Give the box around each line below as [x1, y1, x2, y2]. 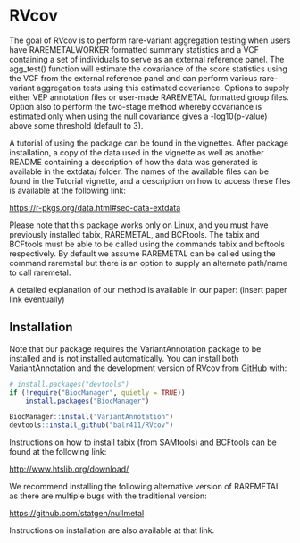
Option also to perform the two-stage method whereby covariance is [9, 101, 262, 112]
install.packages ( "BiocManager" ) [25, 397, 150, 405]
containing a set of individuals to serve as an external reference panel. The [9, 54, 285, 64]
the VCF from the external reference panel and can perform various [9, 72, 258, 83]
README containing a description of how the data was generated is [9, 156, 259, 167]
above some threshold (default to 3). [9, 120, 144, 130]
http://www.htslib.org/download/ [9, 464, 129, 474]
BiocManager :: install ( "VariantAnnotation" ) [9, 413, 174, 422]
